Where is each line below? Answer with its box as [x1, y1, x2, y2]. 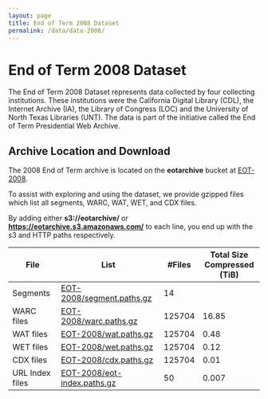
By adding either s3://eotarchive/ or [8, 213, 129, 223]
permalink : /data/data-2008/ [8, 26, 105, 34]
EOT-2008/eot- [61, 368, 123, 379]
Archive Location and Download [8, 144, 171, 158]
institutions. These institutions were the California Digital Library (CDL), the [8, 96, 254, 105]
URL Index [12, 368, 51, 379]
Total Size [210, 249, 249, 260]
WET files [12, 342, 49, 353]
